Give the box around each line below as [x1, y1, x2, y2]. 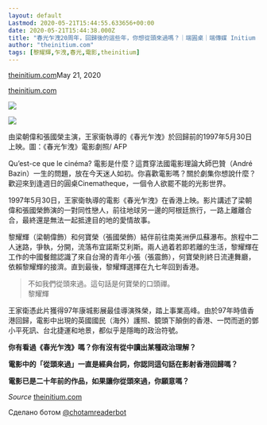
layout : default [8, 11, 62, 20]
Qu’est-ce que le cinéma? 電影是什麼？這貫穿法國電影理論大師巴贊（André [8, 159, 253, 168]
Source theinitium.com [8, 392, 82, 401]
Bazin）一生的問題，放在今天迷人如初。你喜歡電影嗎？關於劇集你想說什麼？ [8, 168, 257, 178]
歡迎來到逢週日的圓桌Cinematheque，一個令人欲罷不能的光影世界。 [8, 179, 230, 187]
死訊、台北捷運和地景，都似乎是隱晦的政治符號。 [21, 326, 183, 334]
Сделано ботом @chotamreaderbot [8, 408, 127, 417]
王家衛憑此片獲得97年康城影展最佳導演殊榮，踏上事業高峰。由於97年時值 [8, 306, 248, 315]
